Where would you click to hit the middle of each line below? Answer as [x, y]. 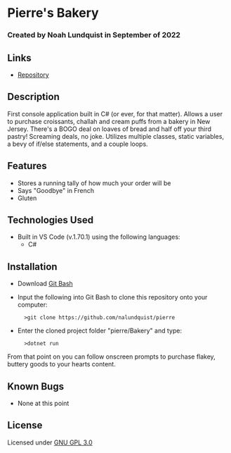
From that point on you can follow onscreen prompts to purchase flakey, [111, 356]
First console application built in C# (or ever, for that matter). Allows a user [115, 113]
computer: [32, 305]
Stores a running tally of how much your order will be [94, 183]
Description [33, 97]
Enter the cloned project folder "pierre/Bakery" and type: [100, 331]
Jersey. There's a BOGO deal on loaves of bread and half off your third [110, 129]
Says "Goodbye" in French [56, 190]
